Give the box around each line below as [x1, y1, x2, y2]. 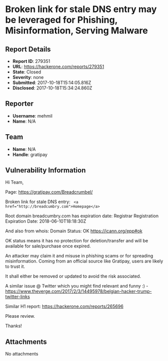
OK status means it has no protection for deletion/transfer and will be [5, 238, 148, 244]
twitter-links [5, 294, 30, 300]
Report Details [5, 45, 51, 53]
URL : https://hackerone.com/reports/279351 [12, 64, 105, 69]
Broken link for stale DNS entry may [5, 4, 157, 15]
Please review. [5, 313, 35, 319]
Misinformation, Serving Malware [5, 25, 148, 36]
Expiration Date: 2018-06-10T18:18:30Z [5, 218, 87, 224]
